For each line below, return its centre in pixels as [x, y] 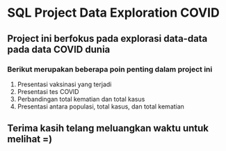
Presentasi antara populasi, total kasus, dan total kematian [100, 106]
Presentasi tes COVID [48, 91]
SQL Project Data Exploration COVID [114, 13]
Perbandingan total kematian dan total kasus [81, 99]
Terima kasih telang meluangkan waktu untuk [108, 128]
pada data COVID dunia [59, 49]
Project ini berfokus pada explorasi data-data [107, 39]
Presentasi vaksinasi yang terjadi [64, 84]
